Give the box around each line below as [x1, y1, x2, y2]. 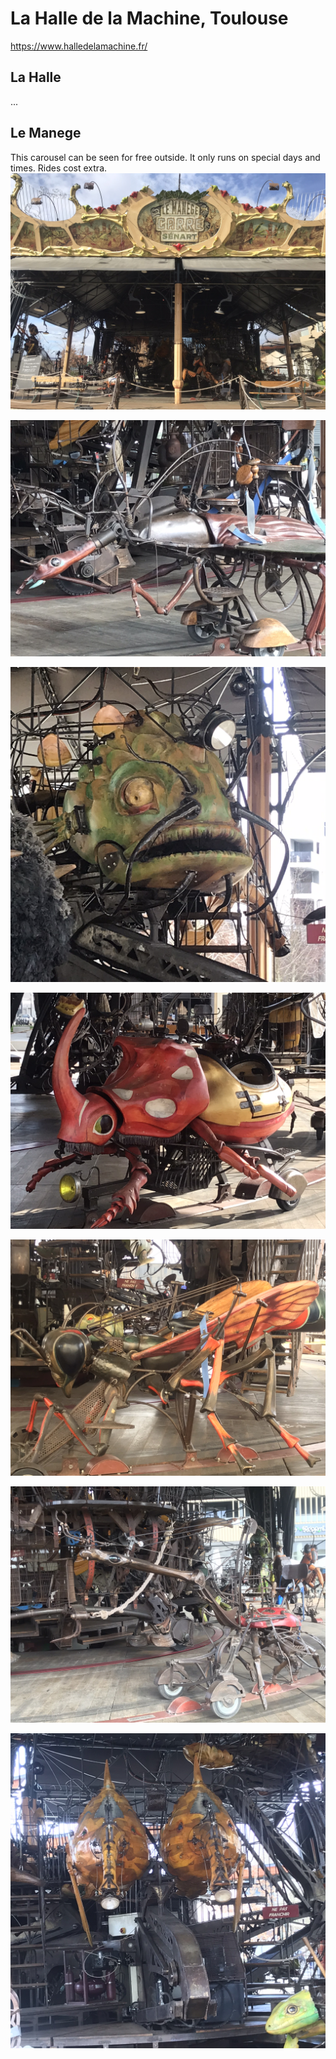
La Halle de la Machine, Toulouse [10, 7, 289, 30]
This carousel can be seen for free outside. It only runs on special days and [10, 151, 321, 163]
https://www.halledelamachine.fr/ [10, 40, 148, 52]
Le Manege [10, 125, 82, 142]
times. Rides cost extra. [10, 162, 108, 174]
